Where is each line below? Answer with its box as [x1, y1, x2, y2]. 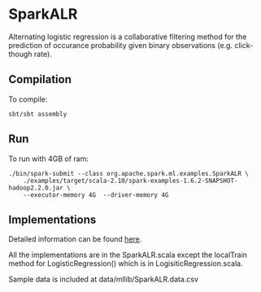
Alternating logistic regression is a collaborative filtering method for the [8, 32, 247, 41]
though [8, 49, 33, 59]
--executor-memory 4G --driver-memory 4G [23, 190, 169, 199]
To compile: [8, 94, 48, 104]
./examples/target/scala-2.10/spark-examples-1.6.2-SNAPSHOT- [23, 177, 238, 185]
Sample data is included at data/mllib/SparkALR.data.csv [8, 274, 199, 285]
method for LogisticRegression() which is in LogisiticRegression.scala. [8, 259, 243, 268]
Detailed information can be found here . [8, 234, 142, 244]
